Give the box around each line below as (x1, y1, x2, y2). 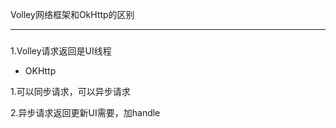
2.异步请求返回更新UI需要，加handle (10, 107, 161, 119)
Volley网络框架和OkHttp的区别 (10, 9, 135, 20)
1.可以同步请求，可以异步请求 (10, 86, 131, 98)
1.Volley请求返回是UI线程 (10, 45, 112, 57)
